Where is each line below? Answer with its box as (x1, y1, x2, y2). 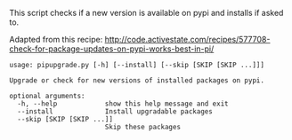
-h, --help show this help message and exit (17, 99, 229, 108)
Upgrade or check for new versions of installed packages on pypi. (9, 76, 265, 85)
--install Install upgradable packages (17, 107, 214, 116)
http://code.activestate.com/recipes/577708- (104, 35, 271, 44)
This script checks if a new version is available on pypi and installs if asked (9, 8, 284, 18)
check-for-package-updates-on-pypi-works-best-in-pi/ (9, 43, 215, 54)
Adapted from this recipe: (9, 35, 103, 44)
